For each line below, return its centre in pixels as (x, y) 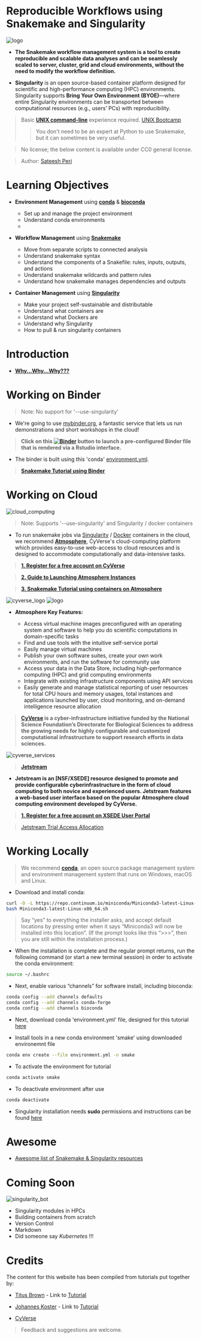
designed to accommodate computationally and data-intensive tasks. (100, 554)
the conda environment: (44, 964)
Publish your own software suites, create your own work (93, 655)
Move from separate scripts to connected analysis (86, 249)
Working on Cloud (52, 495)
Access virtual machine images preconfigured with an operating (103, 623)
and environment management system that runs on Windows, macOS (106, 874)
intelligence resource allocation (63, 706)
